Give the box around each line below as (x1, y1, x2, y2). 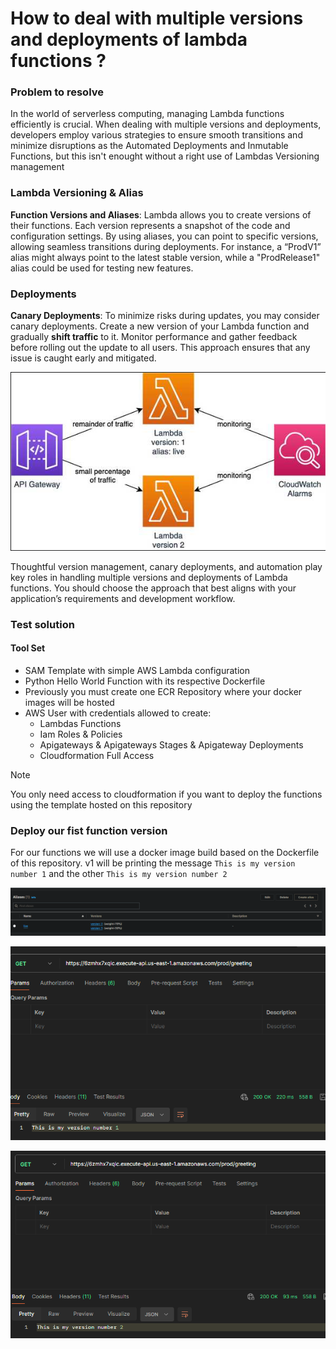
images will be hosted (24, 696, 115, 708)
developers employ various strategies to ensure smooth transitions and (10, 129, 303, 141)
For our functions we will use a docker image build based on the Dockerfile (10, 847, 320, 859)
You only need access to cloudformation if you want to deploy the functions (10, 788, 323, 800)
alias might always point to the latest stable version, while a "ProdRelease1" (10, 251, 321, 263)
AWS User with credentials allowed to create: (24, 707, 212, 719)
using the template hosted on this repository (10, 798, 193, 811)
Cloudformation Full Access (39, 749, 155, 761)
